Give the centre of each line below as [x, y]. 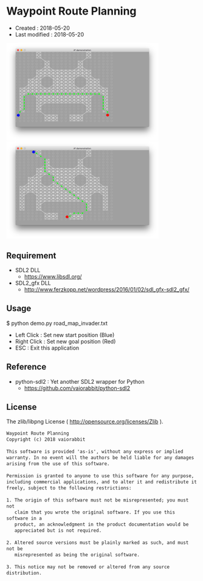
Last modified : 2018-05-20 [49, 34]
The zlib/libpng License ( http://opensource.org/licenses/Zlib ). [85, 422]
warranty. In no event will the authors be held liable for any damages [100, 458]
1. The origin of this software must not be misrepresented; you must [98, 500]
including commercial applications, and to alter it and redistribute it [102, 482]
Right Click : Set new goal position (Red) [65, 341]
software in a [24, 518]
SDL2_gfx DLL [33, 283]
